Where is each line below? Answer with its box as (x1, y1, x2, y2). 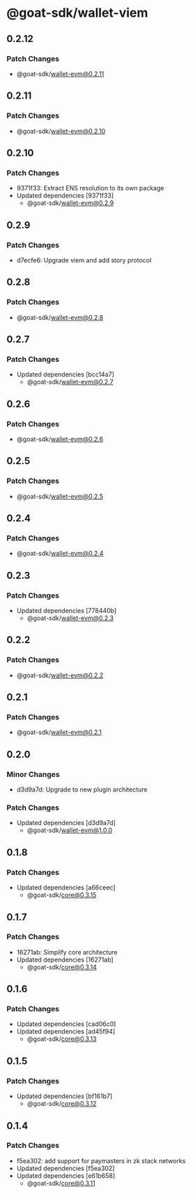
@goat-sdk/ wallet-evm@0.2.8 (16, 313, 104, 321)
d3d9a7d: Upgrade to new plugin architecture (16, 785, 148, 794)
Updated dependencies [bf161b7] (16, 1092, 113, 1100)
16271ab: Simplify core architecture (16, 948, 118, 956)
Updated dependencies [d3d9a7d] (16, 819, 116, 827)
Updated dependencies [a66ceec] (16, 883, 116, 892)
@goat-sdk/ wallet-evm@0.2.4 (16, 549, 104, 558)
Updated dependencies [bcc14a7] (16, 370, 114, 379)
